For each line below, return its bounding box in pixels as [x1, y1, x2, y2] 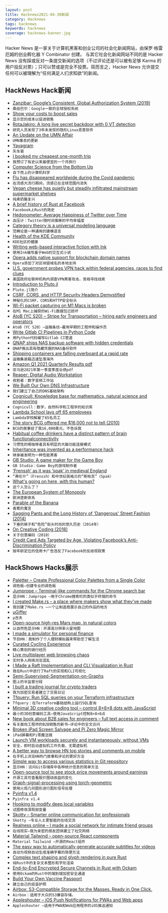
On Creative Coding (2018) [12, 526, 68, 532]
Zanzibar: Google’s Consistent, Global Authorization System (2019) [12, 100, 150, 106]
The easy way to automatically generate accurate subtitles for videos [12, 843, 155, 849]
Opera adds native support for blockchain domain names [12, 254, 130, 260]
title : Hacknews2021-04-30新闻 [5, 12, 69, 17]
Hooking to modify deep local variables [12, 801, 94, 807]
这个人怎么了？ [12, 485, 39, 490]
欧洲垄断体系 [12, 495, 36, 500]
